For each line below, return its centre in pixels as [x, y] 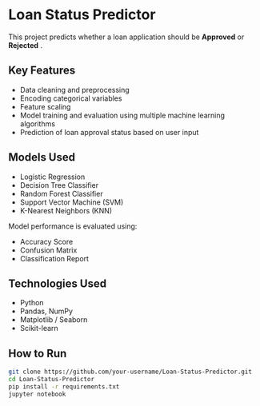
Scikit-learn [39, 328]
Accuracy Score [46, 241]
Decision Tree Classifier [59, 185]
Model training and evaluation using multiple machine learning [122, 115]
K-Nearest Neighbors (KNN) [66, 210]
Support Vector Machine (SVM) [72, 202]
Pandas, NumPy [46, 311]
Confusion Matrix [48, 250]
